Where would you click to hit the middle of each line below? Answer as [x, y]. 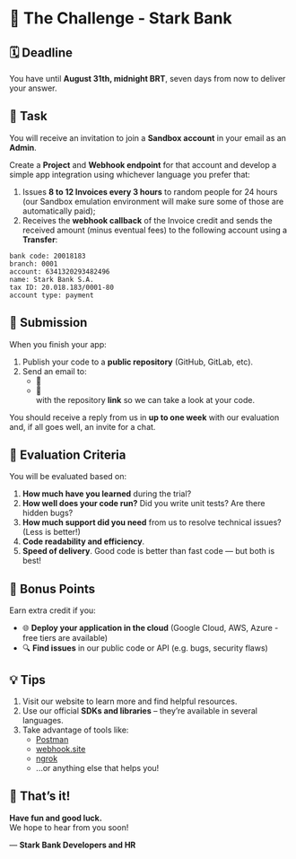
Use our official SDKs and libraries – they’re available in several [140, 711]
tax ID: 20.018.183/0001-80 [62, 287]
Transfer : [40, 239]
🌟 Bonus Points [52, 588]
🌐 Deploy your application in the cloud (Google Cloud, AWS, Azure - [150, 628]
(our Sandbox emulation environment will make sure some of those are [153, 201]
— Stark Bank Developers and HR [73, 845]
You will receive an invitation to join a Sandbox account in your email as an [148, 137]
